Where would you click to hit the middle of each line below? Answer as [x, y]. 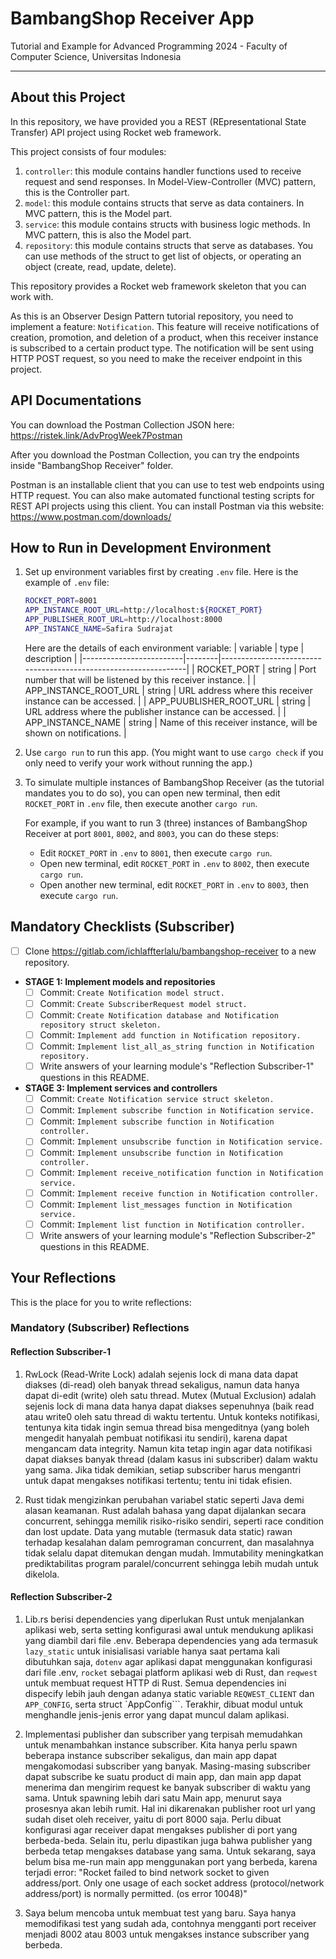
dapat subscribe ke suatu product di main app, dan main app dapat [163, 1776]
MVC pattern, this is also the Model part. [108, 234]
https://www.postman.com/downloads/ [91, 516]
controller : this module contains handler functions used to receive [163, 171]
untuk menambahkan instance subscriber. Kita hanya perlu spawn [161, 1744]
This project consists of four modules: [88, 151]
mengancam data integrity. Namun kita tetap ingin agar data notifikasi [168, 1448]
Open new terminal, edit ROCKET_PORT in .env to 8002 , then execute [174, 863]
